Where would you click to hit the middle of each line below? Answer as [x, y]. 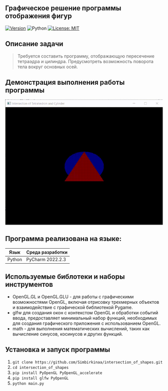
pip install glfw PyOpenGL [40, 378]
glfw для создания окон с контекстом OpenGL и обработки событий [85, 312]
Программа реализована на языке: [63, 239]
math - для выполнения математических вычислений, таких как [81, 328]
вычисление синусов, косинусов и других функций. [68, 334]
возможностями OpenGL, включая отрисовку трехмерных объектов [86, 302]
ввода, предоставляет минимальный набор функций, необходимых [85, 318]
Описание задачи [34, 44]
